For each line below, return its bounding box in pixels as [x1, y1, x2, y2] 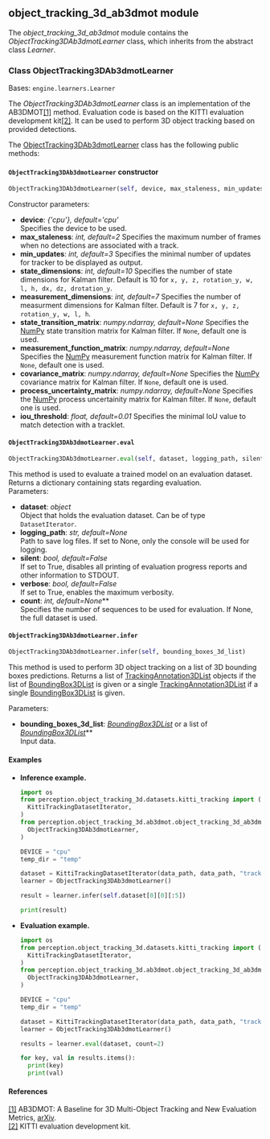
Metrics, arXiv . [8, 1113, 56, 1123]
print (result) [19, 907, 67, 915]
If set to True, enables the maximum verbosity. [19, 587, 174, 598]
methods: [8, 149, 40, 158]
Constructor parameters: [8, 199, 90, 209]
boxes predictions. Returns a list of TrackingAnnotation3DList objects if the [8, 671, 256, 681]
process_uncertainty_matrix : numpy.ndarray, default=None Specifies [19, 386, 254, 396]
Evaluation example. [19, 920, 90, 930]
